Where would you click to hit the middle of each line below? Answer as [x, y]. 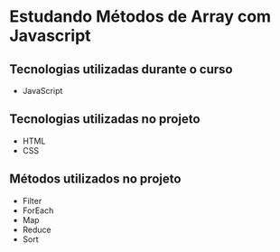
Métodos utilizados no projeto [95, 179]
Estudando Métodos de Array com [140, 17]
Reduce [37, 229]
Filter [32, 201]
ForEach [38, 210]
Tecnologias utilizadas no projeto [105, 119]
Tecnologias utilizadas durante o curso [121, 69]
